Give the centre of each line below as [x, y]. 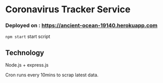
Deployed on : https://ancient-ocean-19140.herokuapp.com [81, 26]
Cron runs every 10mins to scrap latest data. [52, 75]
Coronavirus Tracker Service [68, 9]
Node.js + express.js [27, 65]
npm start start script [28, 36]
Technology [25, 53]
